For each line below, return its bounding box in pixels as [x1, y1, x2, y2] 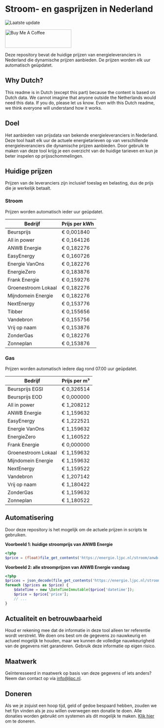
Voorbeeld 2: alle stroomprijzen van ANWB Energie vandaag [5, 564, 130, 570]
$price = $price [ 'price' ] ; [14, 592, 69, 597]
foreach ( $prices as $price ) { [5, 583, 69, 588]
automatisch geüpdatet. [5, 62, 53, 68]
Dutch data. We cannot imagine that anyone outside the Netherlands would [5, 94, 156, 100]
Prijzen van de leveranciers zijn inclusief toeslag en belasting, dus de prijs [5, 180, 154, 186]
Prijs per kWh [61, 220, 94, 227]
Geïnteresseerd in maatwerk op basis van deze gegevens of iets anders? [5, 670, 152, 676]
